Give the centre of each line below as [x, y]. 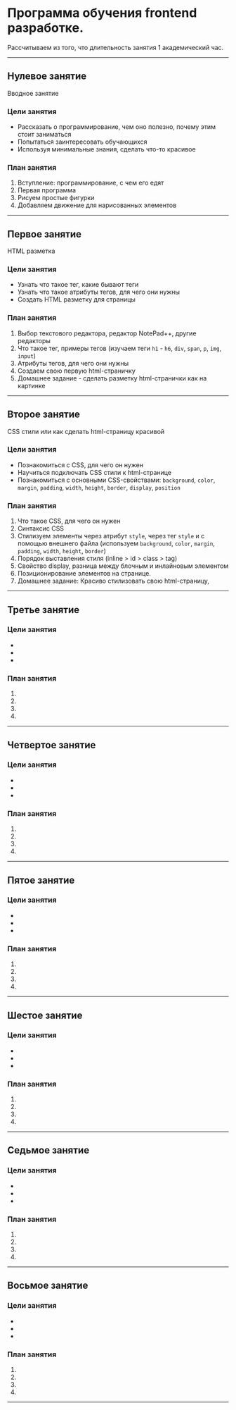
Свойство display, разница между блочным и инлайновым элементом [123, 566]
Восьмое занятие [48, 1286]
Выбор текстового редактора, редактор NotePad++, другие [107, 333]
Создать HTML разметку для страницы [76, 299]
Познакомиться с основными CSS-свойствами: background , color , [116, 480]
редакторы [34, 340]
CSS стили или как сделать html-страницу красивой [86, 431]
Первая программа [46, 190]
